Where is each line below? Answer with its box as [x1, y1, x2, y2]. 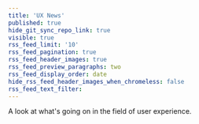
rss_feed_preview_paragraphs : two [8, 63, 122, 71]
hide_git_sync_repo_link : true [8, 26, 111, 34]
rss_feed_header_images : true [8, 56, 108, 64]
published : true [8, 19, 61, 27]
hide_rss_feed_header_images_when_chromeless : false [8, 77, 185, 85]
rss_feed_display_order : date [8, 70, 108, 78]
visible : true [8, 33, 55, 42]
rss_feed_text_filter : [8, 85, 83, 93]
